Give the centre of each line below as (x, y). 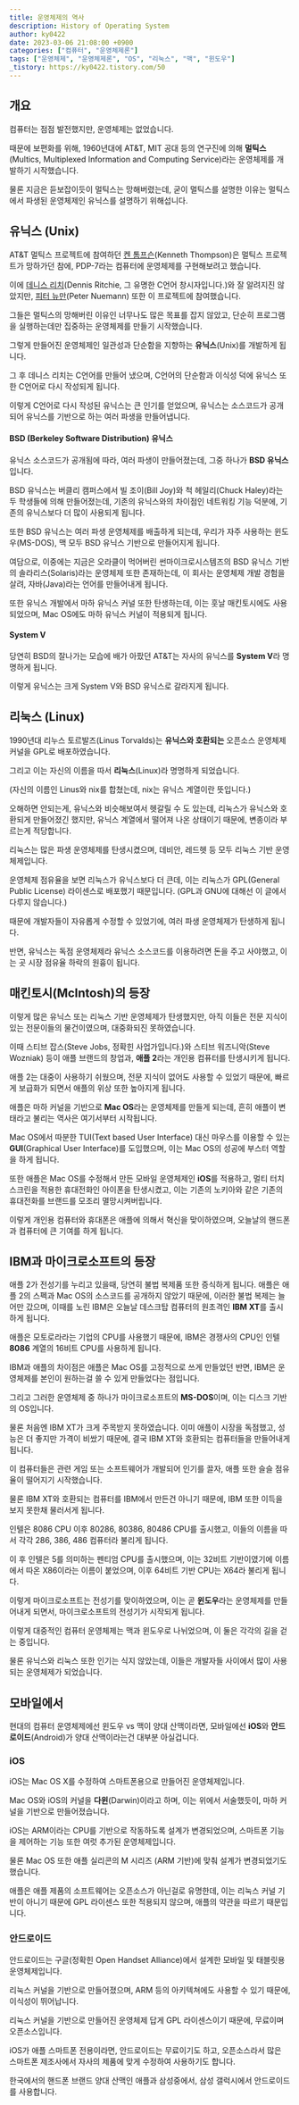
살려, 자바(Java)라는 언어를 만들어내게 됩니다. (89, 584)
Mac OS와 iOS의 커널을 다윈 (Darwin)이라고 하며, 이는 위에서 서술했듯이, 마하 (144, 1800)
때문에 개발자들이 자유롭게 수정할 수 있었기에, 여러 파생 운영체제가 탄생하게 (139, 921)
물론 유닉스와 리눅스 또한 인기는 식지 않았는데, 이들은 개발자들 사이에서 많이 (140, 1661)
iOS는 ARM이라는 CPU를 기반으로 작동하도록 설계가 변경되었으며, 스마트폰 (139, 1831)
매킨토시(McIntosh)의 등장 (80, 994)
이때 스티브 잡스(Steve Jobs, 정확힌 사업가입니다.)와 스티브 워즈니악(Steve (140, 1047)
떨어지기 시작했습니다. (64, 1480)
